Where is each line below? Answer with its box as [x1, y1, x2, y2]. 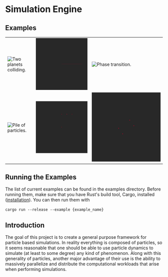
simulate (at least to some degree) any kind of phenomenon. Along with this [5, 250, 161, 256]
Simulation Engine [5, 4, 82, 15]
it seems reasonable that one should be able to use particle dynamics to [5, 245, 153, 251]
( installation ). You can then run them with [5, 197, 90, 203]
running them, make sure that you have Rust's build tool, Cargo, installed [5, 192, 155, 198]
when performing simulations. [5, 266, 67, 272]
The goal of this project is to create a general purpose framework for [5, 234, 146, 240]
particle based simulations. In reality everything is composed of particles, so [5, 240, 162, 246]
